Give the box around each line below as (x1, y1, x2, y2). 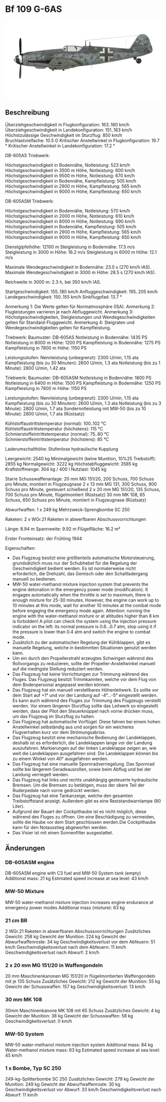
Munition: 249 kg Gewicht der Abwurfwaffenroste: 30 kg (5, 1081, 120, 1088)
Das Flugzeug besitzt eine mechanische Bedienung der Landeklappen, (12, 734, 157, 740)
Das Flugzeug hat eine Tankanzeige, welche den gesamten (12, 793, 133, 799)
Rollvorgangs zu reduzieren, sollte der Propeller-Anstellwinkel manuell (12, 660, 156, 666)
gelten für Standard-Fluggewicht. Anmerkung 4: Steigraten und (5, 319, 135, 325)
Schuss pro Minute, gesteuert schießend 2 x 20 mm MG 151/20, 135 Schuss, (5, 486, 161, 492)
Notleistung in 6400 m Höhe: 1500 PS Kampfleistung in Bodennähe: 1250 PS (5, 380, 161, 386)
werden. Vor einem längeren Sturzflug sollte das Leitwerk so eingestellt (12, 702, 159, 708)
